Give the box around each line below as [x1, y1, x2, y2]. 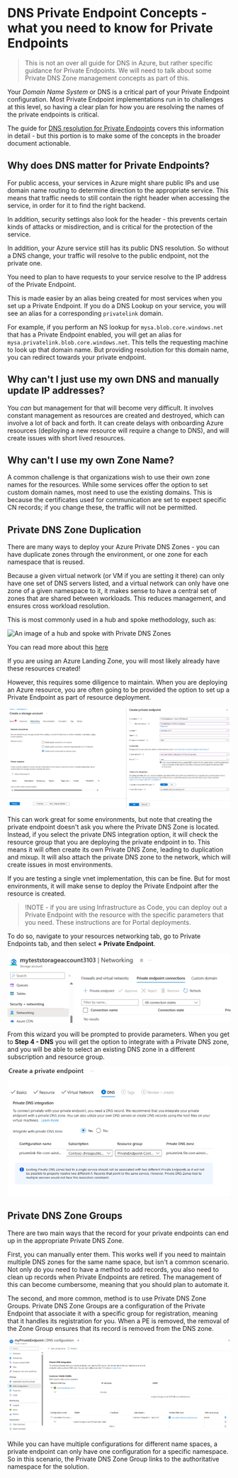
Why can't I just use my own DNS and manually [7, 374, 220, 386]
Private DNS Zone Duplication [7, 523, 142, 536]
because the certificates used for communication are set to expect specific [7, 496, 227, 504]
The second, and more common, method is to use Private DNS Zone [7, 1294, 207, 1303]
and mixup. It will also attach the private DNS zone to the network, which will [7, 853, 232, 862]
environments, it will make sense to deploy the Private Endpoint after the [7, 882, 219, 891]
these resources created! [7, 664, 81, 673]
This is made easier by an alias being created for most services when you [7, 293, 222, 303]
